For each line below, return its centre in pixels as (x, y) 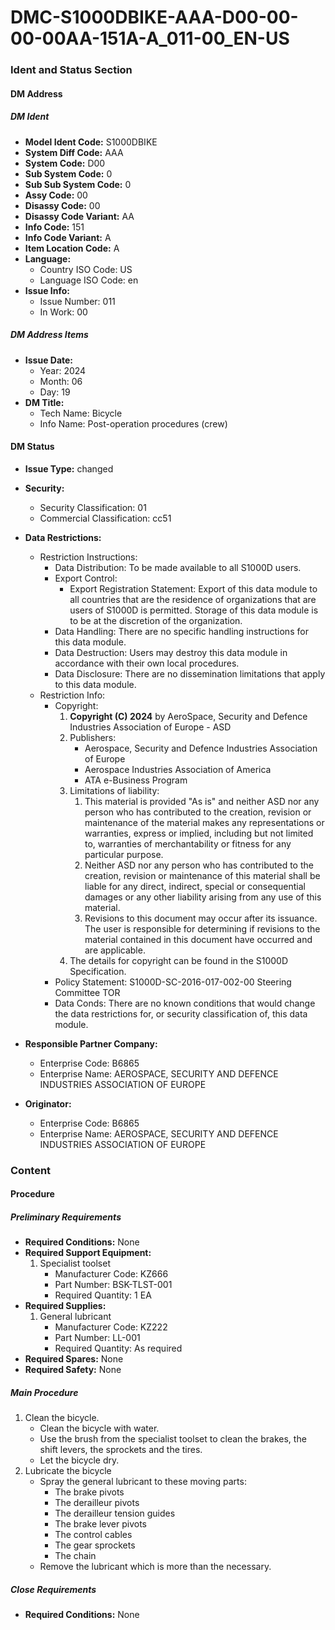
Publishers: (93, 737)
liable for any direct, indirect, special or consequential (195, 886)
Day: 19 (55, 392)
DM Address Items (49, 335)
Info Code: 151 (54, 227)
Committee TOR (87, 992)
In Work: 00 (63, 312)
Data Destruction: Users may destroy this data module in (171, 652)
